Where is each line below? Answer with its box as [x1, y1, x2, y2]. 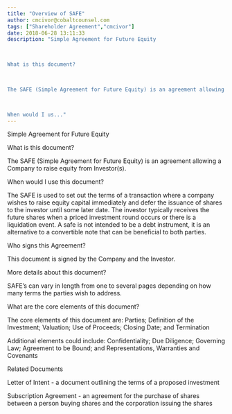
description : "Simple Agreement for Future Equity [7, 36, 157, 43]
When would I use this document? [7, 178, 104, 186]
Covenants [7, 352, 38, 360]
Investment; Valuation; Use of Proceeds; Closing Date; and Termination [7, 323, 210, 331]
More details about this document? [7, 268, 107, 277]
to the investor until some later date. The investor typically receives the [7, 206, 210, 214]
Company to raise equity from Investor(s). [7, 164, 127, 173]
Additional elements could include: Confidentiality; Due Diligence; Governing [7, 337, 226, 345]
